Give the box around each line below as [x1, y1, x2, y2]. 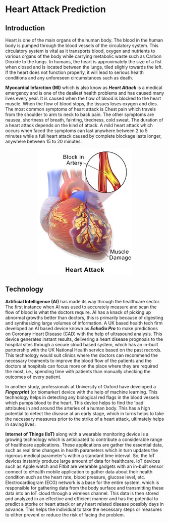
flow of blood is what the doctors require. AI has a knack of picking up [5, 309, 151, 315]
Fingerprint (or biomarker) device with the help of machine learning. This [5, 389, 158, 395]
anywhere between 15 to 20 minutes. [5, 138, 82, 144]
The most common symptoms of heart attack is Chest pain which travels [5, 106, 156, 112]
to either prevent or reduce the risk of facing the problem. [5, 511, 125, 517]
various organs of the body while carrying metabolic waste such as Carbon [5, 53, 162, 59]
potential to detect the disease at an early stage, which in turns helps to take [5, 410, 164, 416]
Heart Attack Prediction [5, 4, 106, 15]
